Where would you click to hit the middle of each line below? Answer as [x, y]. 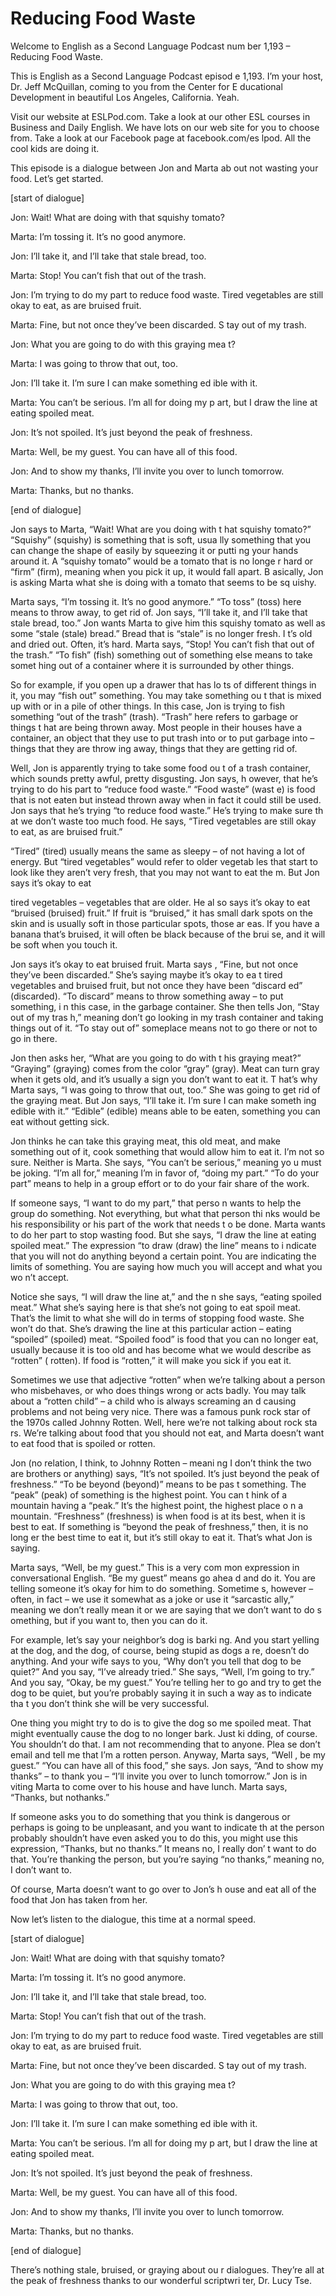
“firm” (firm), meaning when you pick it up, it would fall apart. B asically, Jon [167, 571]
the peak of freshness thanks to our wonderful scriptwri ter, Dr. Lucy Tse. [161, 2280]
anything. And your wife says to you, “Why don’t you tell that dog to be [156, 1661]
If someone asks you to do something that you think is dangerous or [150, 1816]
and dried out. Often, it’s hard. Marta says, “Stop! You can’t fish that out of [162, 644]
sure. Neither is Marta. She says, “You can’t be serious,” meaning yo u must [166, 1162]
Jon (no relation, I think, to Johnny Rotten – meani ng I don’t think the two [161, 1463]
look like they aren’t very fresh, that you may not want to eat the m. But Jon [165, 872]
